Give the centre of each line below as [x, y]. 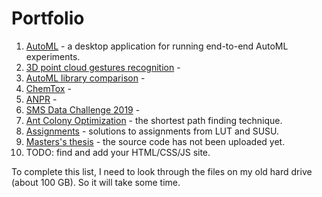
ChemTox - [48, 88]
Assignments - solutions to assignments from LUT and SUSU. [152, 131]
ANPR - [41, 99]
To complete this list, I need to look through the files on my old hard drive [162, 171]
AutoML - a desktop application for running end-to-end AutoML [157, 46]
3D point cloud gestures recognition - [103, 67]
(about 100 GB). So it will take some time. [96, 182]
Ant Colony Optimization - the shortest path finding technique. [154, 120]
